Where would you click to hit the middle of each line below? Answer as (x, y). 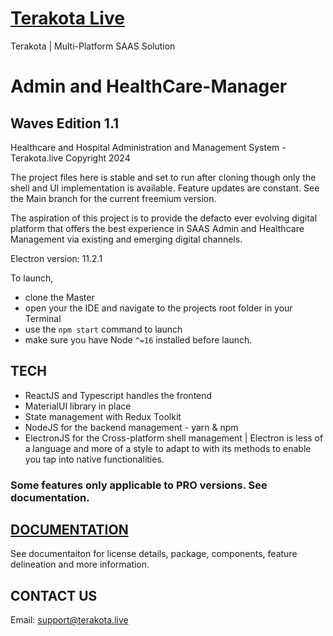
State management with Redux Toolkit (103, 416)
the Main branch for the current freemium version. (113, 198)
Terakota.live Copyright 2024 (70, 158)
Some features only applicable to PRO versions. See (139, 485)
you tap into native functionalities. (94, 459)
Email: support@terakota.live (69, 620)
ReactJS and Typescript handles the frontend (118, 395)
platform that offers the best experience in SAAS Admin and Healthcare (157, 228)
